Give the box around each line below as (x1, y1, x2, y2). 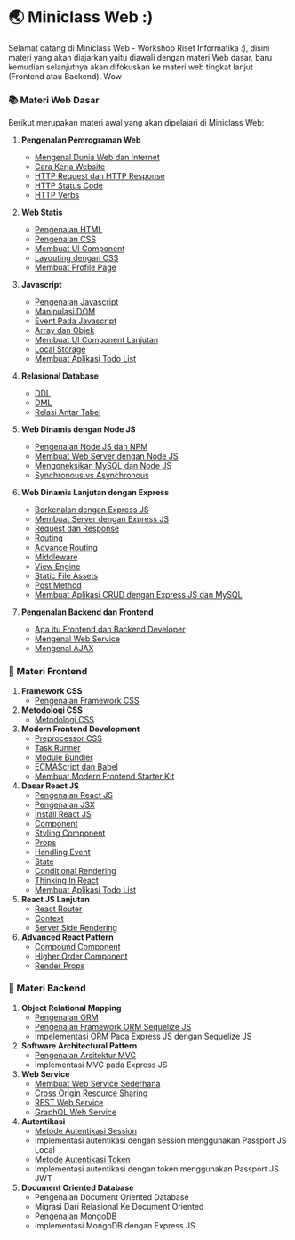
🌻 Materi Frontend (8, 665, 88, 678)
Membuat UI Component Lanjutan (34, 335, 159, 346)
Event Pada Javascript (34, 315, 117, 326)
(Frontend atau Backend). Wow (8, 70, 122, 81)
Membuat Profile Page (34, 262, 116, 273)
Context (34, 912, 64, 923)
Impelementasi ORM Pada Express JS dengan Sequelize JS (34, 1031, 252, 1041)
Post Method (34, 580, 82, 591)
